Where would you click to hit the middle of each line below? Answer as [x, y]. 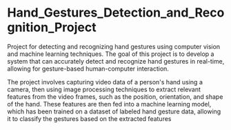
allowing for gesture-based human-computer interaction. [88, 68]
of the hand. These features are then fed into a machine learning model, [109, 104]
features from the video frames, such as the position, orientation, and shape [115, 96]
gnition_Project [52, 27]
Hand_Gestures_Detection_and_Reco [116, 13]
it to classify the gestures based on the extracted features [89, 118]
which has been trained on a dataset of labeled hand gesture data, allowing [114, 111]
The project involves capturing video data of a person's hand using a [105, 82]
